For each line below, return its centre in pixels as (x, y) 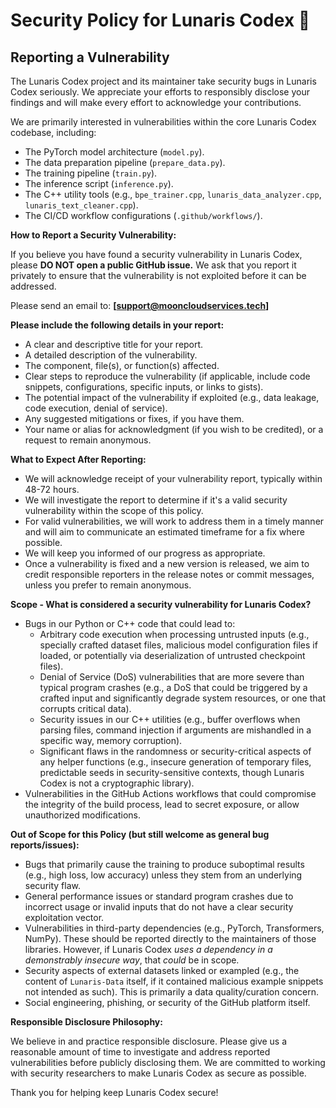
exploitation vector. (64, 917)
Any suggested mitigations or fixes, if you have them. (134, 418)
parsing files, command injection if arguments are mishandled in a (175, 730)
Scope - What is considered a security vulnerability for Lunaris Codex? (161, 604)
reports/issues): (45, 845)
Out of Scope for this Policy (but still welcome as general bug (140, 834)
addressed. (33, 286)
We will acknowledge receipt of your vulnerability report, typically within (173, 478)
